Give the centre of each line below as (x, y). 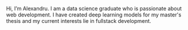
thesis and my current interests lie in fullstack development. (79, 21)
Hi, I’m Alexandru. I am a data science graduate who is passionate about (94, 9)
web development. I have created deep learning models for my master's (94, 15)
